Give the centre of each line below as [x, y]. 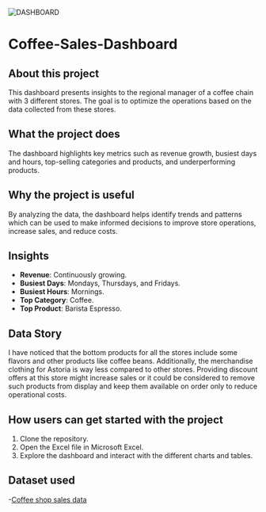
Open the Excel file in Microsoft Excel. [82, 447]
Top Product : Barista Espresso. [71, 308]
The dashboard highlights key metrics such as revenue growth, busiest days [133, 153]
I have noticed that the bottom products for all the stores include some [123, 353]
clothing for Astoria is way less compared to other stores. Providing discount [133, 369]
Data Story [35, 333]
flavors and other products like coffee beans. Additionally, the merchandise [131, 361]
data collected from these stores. [62, 109]
